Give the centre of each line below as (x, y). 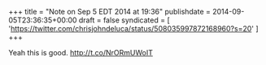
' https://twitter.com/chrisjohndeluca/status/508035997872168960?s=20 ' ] (133, 28)
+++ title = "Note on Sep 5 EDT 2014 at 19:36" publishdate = (110, 12)
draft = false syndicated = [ (124, 20)
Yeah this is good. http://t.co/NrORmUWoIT (81, 53)
